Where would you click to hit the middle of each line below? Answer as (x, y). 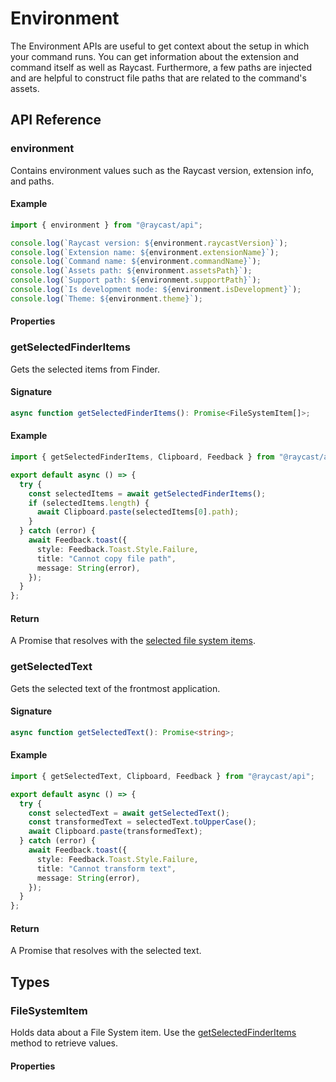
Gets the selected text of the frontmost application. (115, 688)
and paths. (32, 181)
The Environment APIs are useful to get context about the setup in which (160, 46)
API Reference (56, 120)
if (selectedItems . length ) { (89, 503)
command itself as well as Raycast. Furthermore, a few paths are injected (161, 67)
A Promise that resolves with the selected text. (106, 951)
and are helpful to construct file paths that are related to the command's (158, 78)
